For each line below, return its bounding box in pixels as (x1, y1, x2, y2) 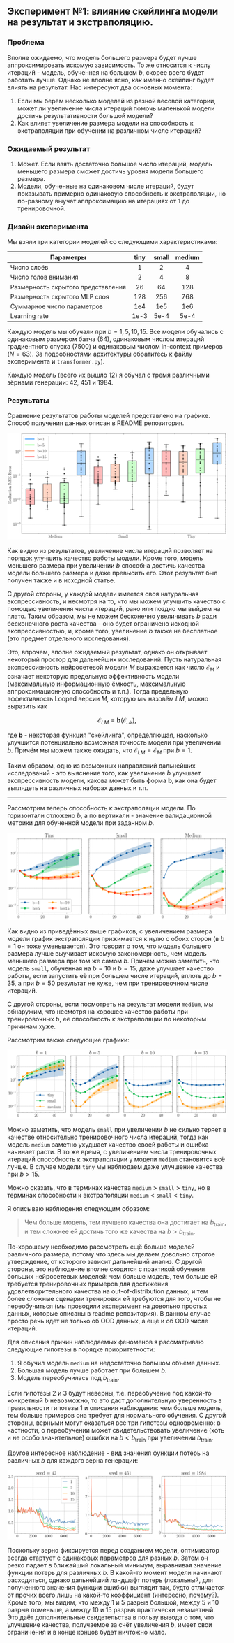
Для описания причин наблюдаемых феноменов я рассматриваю (7, 1338, 204, 1346)
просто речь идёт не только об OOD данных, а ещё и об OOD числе (7, 1317, 209, 1325)
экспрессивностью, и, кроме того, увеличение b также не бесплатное (7, 626, 218, 635)
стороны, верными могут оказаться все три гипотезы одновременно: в (7, 1419, 221, 1427)
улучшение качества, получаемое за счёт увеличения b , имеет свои (7, 1621, 212, 1629)
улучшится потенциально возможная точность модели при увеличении (7, 738, 221, 747)
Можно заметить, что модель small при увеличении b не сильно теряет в (7, 1126, 227, 1134)
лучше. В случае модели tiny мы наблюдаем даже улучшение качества (7, 1163, 223, 1171)
